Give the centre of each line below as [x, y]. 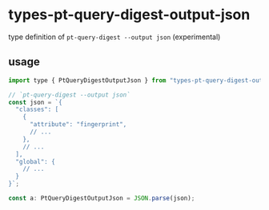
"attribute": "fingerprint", [78, 125]
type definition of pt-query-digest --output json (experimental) [114, 37]
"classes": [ [37, 109]
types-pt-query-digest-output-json [129, 15]
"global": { [36, 161]
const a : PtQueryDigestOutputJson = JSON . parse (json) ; [102, 198]
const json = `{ [35, 102]
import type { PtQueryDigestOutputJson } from [87, 80]
